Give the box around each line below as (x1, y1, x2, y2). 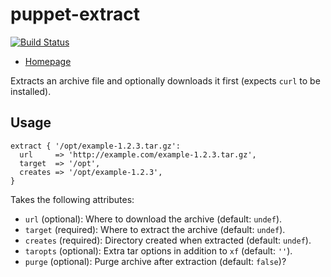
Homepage (24, 55, 72, 67)
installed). (10, 85, 52, 97)
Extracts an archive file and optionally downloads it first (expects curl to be (10, 74, 321, 87)
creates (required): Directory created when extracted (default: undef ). (24, 234, 312, 246)
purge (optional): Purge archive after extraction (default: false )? (24, 255, 287, 267)
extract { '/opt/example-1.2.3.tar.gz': (10, 141, 182, 151)
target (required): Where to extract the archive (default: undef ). (24, 223, 286, 235)
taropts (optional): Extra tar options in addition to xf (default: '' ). (24, 244, 293, 257)
